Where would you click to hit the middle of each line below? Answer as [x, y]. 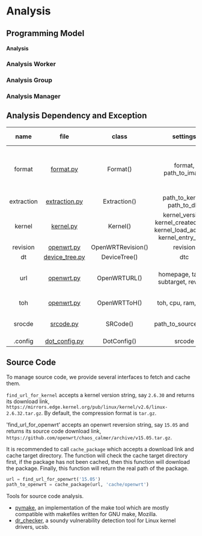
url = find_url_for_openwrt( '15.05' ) [54, 479]
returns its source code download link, [54, 431]
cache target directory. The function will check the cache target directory [97, 455]
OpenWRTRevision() [120, 247]
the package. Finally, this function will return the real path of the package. [98, 468]
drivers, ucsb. [32, 527]
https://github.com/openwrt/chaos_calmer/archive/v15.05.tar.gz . [89, 437]
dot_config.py [64, 341]
